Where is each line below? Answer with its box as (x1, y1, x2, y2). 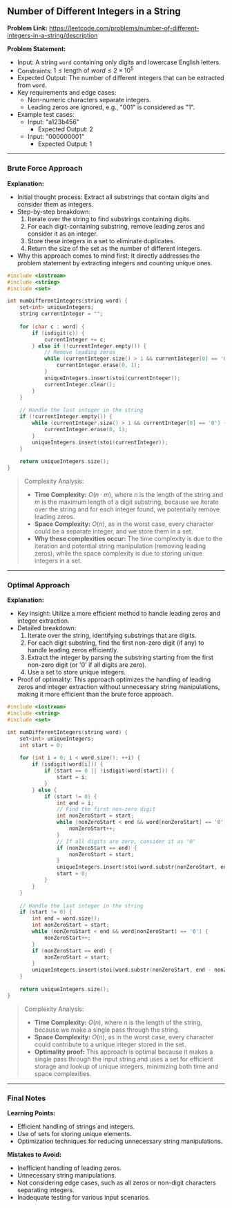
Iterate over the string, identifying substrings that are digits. (27, 632, 197, 640)
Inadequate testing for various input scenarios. (17, 1193, 151, 1201)
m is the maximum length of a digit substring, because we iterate (34, 498, 219, 507)
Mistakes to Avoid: (7, 1150, 62, 1158)
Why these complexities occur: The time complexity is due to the (34, 535, 223, 543)
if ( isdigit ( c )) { (32, 330, 85, 337)
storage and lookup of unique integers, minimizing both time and (34, 1062, 219, 1070)
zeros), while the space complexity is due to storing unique (34, 549, 203, 558)
